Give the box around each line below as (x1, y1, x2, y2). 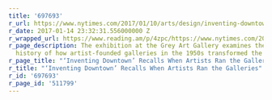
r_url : (8, 19, 31, 27)
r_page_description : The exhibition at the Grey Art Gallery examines (8, 42, 252, 50)
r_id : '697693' (8, 72, 60, 80)
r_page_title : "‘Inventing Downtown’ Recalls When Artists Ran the (8, 57, 241, 65)
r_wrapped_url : (8, 34, 60, 43)
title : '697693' (8, 11, 63, 20)
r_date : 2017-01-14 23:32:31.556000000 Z (8, 27, 151, 35)
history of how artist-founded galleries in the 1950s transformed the (15, 49, 263, 57)
